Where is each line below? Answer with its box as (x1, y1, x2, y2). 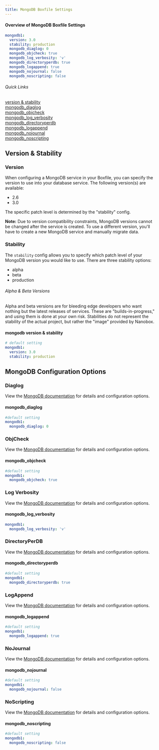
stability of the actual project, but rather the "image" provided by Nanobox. (5, 319, 155, 324)
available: (5, 185, 24, 191)
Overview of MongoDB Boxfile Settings (5, 22, 86, 28)
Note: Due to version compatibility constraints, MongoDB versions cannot (5, 219, 153, 224)
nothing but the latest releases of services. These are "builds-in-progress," (5, 308, 155, 314)
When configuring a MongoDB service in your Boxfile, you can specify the (5, 175, 154, 181)
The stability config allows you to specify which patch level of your (5, 252, 143, 258)
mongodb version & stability (5, 330, 63, 336)
